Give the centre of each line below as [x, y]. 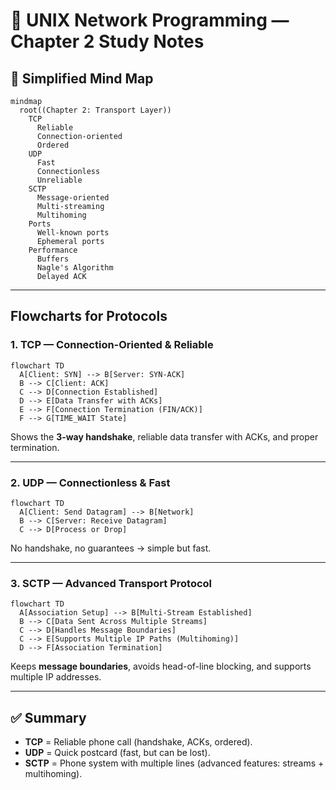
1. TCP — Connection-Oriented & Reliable [112, 345]
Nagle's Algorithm [75, 268]
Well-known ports [73, 233]
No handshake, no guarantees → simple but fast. [111, 548]
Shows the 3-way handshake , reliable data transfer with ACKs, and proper [164, 436]
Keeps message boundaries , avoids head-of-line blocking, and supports [161, 666]
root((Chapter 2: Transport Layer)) [95, 110]
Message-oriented [73, 198]
